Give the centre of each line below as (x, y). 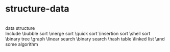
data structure (20, 28)
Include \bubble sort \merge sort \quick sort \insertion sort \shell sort (78, 33)
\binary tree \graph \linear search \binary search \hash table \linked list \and (85, 39)
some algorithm (22, 44)
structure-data (37, 9)
